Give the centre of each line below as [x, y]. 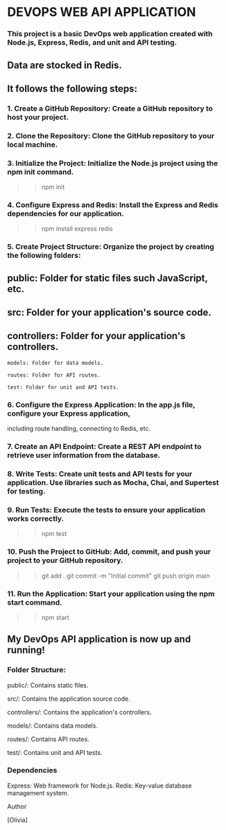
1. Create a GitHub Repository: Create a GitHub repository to [110, 108]
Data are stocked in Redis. [65, 65]
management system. [38, 792]
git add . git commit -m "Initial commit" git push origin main [125, 576]
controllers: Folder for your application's [96, 336]
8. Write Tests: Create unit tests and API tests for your [100, 473]
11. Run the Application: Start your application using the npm [111, 594]
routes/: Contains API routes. [49, 739]
